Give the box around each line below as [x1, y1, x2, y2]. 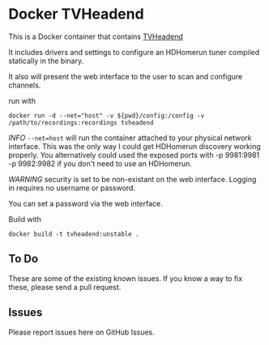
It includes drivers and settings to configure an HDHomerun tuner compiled [8, 47, 260, 57]
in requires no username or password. [8, 183, 136, 193]
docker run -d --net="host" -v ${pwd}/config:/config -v [8, 111, 205, 120]
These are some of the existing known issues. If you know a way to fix [8, 273, 243, 283]
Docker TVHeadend [8, 5, 144, 23]
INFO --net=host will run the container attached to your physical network [8, 133, 252, 143]
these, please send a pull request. [8, 282, 122, 292]
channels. [8, 80, 41, 90]
